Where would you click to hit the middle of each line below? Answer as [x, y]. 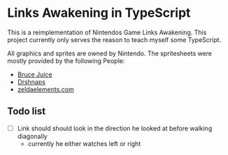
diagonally [32, 136]
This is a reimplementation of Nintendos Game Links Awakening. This [107, 32]
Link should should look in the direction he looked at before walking [115, 128]
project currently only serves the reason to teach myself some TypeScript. [114, 39]
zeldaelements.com [46, 89]
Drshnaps [31, 81]
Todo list [27, 111]
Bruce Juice [35, 74]
